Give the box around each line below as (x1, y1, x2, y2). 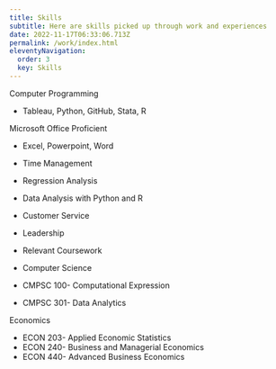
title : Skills (9, 13, 63, 22)
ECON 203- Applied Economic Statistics (22, 332, 172, 343)
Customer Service (22, 210, 90, 220)
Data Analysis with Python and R (22, 193, 144, 203)
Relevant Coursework (22, 245, 102, 256)
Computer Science (22, 262, 93, 273)
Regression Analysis (22, 175, 98, 185)
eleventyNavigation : (9, 47, 87, 56)
